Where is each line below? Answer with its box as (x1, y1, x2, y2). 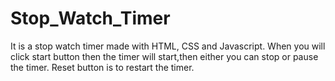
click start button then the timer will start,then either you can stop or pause (10, 50, 319, 62)
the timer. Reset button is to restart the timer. (10, 61, 195, 73)
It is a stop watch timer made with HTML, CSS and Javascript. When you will (10, 40, 326, 52)
